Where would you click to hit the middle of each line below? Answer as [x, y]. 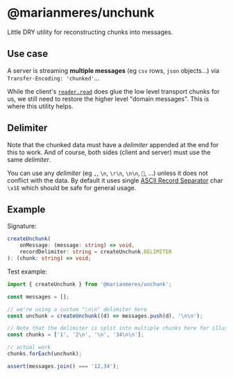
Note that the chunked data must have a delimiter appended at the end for [113, 144]
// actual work [29, 347]
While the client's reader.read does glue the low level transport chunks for [113, 91]
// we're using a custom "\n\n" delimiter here [77, 309]
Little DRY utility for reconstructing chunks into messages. [90, 32]
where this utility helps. [41, 106]
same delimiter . [29, 159]
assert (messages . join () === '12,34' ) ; [63, 366]
